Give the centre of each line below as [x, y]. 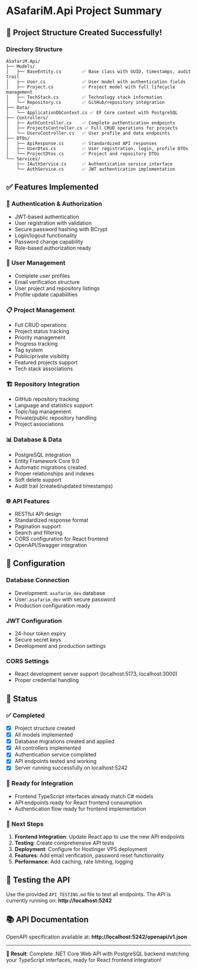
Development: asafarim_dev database [60, 593]
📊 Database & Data [34, 440]
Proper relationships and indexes [54, 473]
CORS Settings [28, 661]
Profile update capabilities [46, 294]
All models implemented [44, 735]
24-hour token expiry [40, 634]
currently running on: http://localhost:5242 [59, 900]
